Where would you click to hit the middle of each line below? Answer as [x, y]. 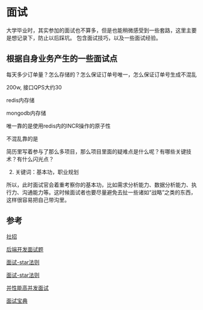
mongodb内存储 [26, 113]
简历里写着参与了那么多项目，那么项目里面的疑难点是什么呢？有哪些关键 [96, 151]
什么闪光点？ [38, 159]
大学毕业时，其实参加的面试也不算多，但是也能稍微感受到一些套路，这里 [96, 30]
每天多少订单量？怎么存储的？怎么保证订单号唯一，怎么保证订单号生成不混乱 [101, 74]
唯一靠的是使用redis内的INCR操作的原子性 [59, 126]
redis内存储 [21, 100]
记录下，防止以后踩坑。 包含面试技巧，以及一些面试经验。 [89, 37]
